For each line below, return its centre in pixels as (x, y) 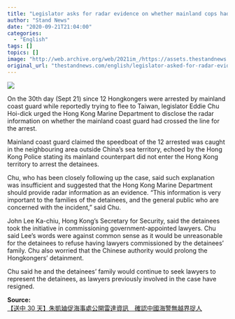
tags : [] (20, 46)
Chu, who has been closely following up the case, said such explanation (111, 177)
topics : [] (23, 53)
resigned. (21, 286)
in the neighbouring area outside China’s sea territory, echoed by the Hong (115, 149)
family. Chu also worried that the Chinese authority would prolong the (107, 250)
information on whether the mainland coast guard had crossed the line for (114, 121)
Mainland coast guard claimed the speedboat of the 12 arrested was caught (116, 142)
